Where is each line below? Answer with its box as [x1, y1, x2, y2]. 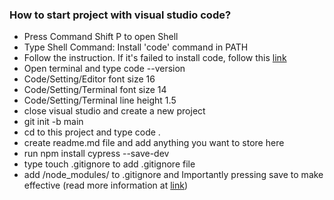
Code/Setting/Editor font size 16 [23, 73, 156, 85]
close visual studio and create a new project [23, 105, 206, 117]
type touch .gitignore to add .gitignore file [23, 158, 196, 170]
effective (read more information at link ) [23, 179, 189, 192]
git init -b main [23, 116, 84, 128]
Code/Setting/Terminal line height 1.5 [23, 94, 177, 107]
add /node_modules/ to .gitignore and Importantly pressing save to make [23, 169, 324, 181]
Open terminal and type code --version [23, 63, 186, 75]
